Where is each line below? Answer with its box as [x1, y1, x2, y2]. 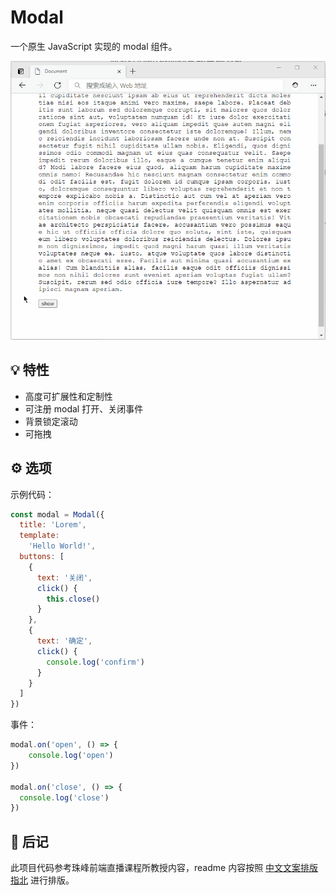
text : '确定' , [36, 636, 93, 646]
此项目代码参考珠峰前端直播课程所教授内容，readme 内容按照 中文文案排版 [10, 862, 319, 874]
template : [19, 531, 60, 541]
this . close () [46, 594, 101, 604]
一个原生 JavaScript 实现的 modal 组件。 [10, 40, 178, 52]
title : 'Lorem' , [19, 520, 87, 530]
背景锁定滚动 [24, 415, 78, 427]
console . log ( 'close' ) [19, 792, 110, 803]
